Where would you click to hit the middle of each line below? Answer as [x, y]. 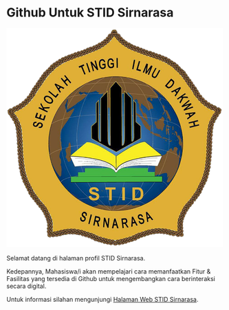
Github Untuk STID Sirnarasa [90, 13]
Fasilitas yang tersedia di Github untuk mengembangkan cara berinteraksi [111, 279]
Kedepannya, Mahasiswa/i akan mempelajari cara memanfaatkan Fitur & [109, 272]
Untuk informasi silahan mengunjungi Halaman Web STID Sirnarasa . [102, 300]
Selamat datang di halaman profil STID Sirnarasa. [76, 258]
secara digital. [26, 286]
